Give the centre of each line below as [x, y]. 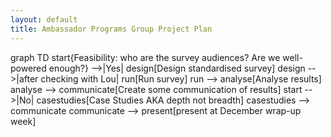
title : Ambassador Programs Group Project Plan [111, 29]
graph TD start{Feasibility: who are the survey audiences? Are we [145, 57]
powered [28, 68]
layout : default [44, 19]
